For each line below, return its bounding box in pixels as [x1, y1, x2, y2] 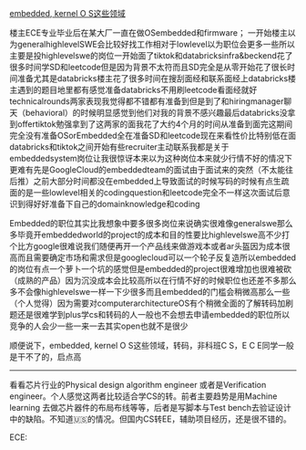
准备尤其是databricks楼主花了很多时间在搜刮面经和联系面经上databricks [16, 73, 289, 84]
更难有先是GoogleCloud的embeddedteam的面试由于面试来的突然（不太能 [9, 164, 286, 175]
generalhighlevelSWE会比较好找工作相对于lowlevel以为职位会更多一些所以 [16, 39, 296, 49]
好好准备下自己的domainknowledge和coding [33, 199, 200, 209]
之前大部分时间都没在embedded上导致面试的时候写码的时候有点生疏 [33, 176, 290, 186]
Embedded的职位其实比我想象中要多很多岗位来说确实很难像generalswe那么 [9, 218, 293, 228]
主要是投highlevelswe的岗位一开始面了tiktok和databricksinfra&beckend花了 [9, 50, 293, 61]
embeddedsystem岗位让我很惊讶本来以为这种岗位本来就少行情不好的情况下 [9, 153, 293, 163]
